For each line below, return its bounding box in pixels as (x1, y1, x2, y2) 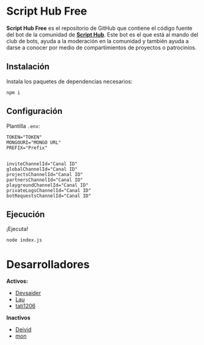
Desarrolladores (6, 257, 90, 271)
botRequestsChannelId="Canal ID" (6, 193, 92, 199)
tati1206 (15, 302, 36, 310)
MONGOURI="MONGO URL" (6, 139, 62, 146)
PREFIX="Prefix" (6, 144, 48, 151)
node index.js (6, 237, 43, 243)
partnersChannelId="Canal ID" (6, 177, 84, 183)
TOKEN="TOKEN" (6, 134, 43, 140)
